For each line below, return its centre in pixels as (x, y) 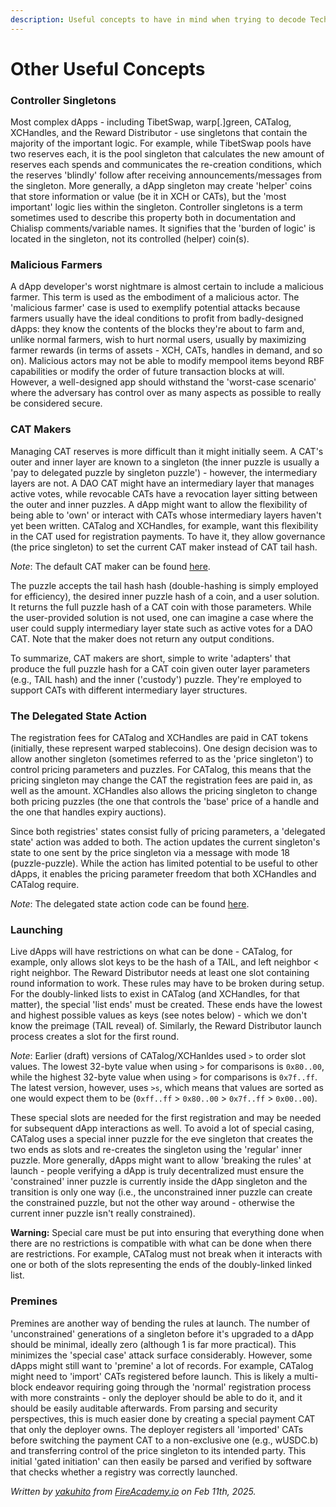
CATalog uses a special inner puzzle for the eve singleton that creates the (161, 1139)
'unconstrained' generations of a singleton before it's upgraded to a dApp (162, 1333)
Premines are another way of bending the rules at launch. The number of (160, 1323)
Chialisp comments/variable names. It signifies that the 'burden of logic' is (163, 228)
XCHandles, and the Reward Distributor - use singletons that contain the (159, 133)
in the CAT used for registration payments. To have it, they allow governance (168, 536)
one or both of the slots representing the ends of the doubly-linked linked (161, 1265)
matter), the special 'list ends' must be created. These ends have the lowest (166, 1005)
